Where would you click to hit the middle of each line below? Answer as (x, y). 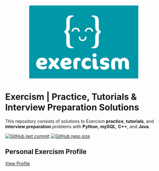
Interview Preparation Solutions (72, 107)
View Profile (17, 164)
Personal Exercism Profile (46, 152)
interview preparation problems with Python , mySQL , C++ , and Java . (78, 126)
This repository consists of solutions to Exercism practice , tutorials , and (79, 121)
